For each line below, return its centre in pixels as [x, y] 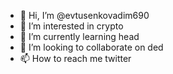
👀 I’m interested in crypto [71, 26]
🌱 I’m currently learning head [79, 36]
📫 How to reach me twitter [75, 58]
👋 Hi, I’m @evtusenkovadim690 [84, 15]
